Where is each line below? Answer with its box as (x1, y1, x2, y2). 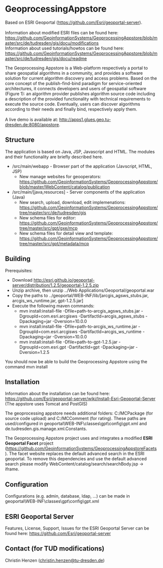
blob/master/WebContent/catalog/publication (19, 184, 110, 190)
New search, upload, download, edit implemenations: (19, 199, 126, 205)
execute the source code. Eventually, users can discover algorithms (5, 101, 141, 107)
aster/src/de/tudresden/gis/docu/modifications (5, 40, 99, 46)
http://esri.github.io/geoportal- (33, 277, 95, 283)
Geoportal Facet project (5, 440, 54, 446)
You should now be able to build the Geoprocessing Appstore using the (5, 358, 147, 365)
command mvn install (5, 364, 48, 369)
